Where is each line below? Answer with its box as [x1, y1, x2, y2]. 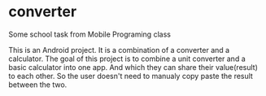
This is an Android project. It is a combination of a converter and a [8, 45, 230, 55]
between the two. [8, 80, 68, 89]
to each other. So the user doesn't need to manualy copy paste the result [8, 71, 254, 81]
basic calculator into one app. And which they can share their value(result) [8, 62, 258, 72]
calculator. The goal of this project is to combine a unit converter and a [8, 54, 246, 63]
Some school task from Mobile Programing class [8, 29, 171, 39]
